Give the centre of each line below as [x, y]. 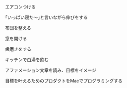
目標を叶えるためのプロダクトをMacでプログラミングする [64, 81]
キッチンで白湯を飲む [27, 60]
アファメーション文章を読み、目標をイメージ [51, 70]
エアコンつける [20, 7]
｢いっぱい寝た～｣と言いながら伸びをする [46, 17]
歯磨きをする [18, 49]
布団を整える [18, 28]
